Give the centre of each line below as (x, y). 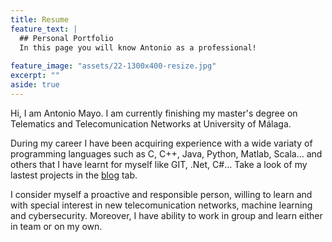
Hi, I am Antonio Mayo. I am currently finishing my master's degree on (154, 113)
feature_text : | (44, 29)
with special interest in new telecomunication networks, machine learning (161, 205)
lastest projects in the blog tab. (74, 175)
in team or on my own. (56, 226)
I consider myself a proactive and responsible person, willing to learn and (161, 194)
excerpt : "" (35, 76)
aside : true (35, 85)
